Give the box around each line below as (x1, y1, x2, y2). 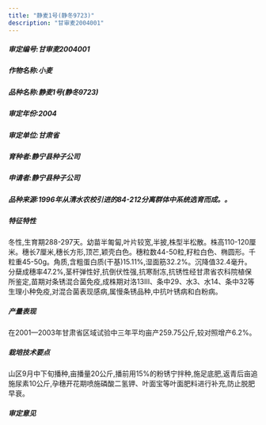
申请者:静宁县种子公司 (8, 173, 81, 183)
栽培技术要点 (8, 347, 50, 357)
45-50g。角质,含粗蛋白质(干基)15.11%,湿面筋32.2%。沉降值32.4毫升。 (21, 257, 252, 267)
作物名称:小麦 (8, 66, 53, 75)
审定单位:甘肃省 (8, 130, 59, 139)
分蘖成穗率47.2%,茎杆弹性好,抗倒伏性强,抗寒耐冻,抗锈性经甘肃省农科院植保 (8, 267, 252, 277)
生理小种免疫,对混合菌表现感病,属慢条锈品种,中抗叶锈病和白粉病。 (8, 286, 223, 297)
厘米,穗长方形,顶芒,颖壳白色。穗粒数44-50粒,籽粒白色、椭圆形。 (39, 247, 249, 257)
